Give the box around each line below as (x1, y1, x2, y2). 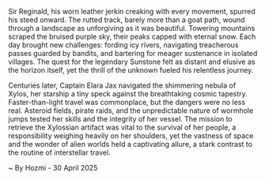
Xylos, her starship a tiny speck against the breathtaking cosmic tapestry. (8, 89, 248, 98)
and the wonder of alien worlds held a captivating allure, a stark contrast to (8, 140, 253, 148)
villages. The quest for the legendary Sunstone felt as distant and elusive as (8, 57, 256, 66)
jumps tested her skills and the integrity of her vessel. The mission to (8, 114, 233, 123)
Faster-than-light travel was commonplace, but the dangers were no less (8, 98, 246, 107)
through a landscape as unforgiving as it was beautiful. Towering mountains (8, 24, 256, 32)
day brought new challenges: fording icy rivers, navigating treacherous (8, 40, 239, 50)
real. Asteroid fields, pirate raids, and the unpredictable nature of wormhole (8, 106, 254, 115)
